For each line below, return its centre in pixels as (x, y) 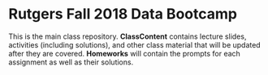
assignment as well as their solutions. (71, 62)
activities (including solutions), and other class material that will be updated (135, 44)
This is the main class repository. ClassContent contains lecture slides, (128, 36)
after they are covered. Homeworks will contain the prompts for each (125, 53)
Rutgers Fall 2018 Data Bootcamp (123, 14)
